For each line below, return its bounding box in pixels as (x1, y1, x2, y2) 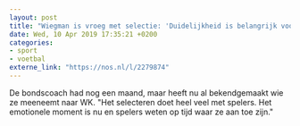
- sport (9, 46, 38, 55)
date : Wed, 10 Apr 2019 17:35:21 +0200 (9, 29, 158, 38)
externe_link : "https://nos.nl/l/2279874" (9, 63, 170, 72)
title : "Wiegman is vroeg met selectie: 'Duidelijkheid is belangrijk (9, 21, 278, 30)
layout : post (9, 13, 58, 22)
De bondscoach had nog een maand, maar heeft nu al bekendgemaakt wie (9, 87, 284, 98)
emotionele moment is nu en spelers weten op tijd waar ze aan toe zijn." (9, 106, 274, 117)
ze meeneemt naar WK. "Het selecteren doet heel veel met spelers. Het (9, 97, 272, 107)
